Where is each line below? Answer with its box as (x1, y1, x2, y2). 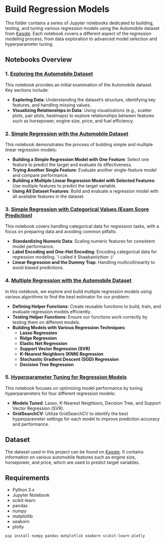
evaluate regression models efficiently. (12, 308, 92, 314)
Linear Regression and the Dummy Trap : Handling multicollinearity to (12, 260, 155, 266)
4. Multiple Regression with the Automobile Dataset (5, 277, 132, 284)
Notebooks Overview (5, 56, 72, 64)
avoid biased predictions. (12, 265, 64, 271)
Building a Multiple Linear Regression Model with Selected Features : (12, 178, 156, 183)
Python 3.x (12, 487, 35, 493)
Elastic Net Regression (19, 340, 68, 346)
